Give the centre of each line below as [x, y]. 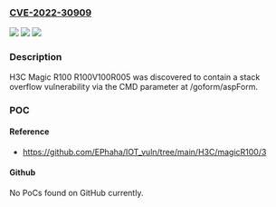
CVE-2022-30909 [51, 13]
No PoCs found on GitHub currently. [76, 192]
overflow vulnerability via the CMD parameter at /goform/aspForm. [133, 86]
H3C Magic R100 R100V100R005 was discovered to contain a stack [135, 77]
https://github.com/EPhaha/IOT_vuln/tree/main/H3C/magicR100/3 [144, 152]
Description [36, 57]
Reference [29, 132]
